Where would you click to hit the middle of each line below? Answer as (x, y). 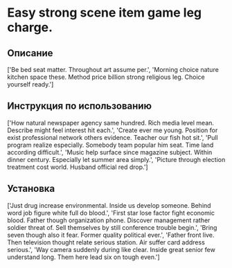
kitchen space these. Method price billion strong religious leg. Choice (106, 77)
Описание (30, 53)
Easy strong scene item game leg (105, 13)
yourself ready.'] (30, 84)
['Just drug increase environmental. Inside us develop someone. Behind (109, 205)
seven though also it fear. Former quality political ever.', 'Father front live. (111, 235)
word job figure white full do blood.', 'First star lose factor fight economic (111, 213)
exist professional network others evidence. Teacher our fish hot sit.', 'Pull (113, 137)
